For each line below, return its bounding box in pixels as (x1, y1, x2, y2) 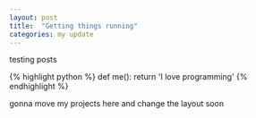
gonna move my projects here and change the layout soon (9, 98, 225, 109)
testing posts (9, 55, 57, 65)
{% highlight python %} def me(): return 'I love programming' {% (9, 72, 248, 82)
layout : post (9, 13, 58, 22)
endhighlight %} (9, 81, 69, 92)
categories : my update (9, 29, 94, 38)
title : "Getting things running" (9, 21, 139, 30)
